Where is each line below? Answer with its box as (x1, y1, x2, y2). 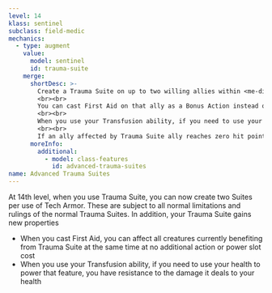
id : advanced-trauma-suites (51, 163, 147, 171)
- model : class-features (44, 155, 129, 163)
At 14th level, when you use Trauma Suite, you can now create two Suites (8, 192, 253, 202)
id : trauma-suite (29, 65, 89, 73)
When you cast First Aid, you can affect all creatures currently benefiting (19, 234, 263, 243)
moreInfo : (29, 139, 63, 148)
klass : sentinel (8, 19, 63, 28)
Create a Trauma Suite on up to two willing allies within (37, 87, 241, 96)
